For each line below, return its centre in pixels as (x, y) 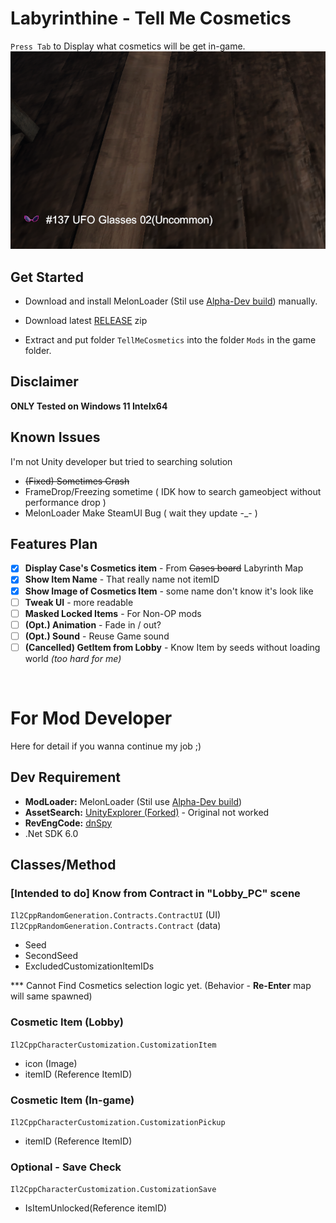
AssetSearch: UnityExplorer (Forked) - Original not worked (147, 812)
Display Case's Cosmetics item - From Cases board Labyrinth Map (164, 568)
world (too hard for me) (73, 658)
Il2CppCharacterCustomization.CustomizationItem (113, 1045)
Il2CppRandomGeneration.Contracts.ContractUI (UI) (116, 915)
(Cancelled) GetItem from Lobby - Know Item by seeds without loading (172, 647)
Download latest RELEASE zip (86, 320)
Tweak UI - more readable (79, 602)
